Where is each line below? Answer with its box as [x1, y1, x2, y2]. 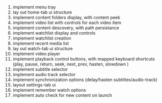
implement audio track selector [12, 72, 76, 77]
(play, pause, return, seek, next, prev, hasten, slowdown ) [12, 61, 129, 67]
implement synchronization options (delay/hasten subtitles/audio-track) [12, 77, 158, 82]
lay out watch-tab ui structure [12, 46, 73, 51]
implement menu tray [12, 4, 56, 10]
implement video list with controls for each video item [12, 20, 122, 25]
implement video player [12, 51, 60, 57]
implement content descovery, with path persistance [12, 25, 119, 31]
